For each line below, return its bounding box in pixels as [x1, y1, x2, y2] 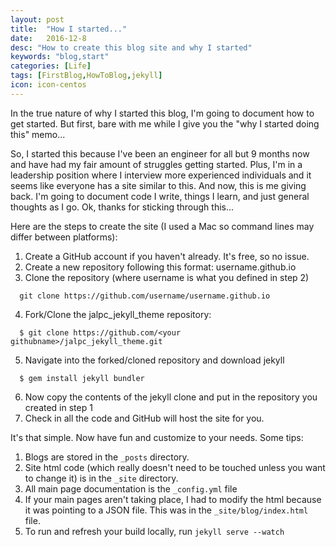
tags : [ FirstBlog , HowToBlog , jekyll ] [10, 71, 163, 81]
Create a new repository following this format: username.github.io [24, 261, 297, 273]
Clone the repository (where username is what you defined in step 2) [24, 271, 310, 283]
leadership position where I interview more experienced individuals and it [10, 169, 312, 181]
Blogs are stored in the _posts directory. [24, 451, 190, 463]
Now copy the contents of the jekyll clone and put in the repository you [24, 391, 318, 403]
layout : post [10, 14, 65, 25]
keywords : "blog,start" [10, 52, 110, 62]
